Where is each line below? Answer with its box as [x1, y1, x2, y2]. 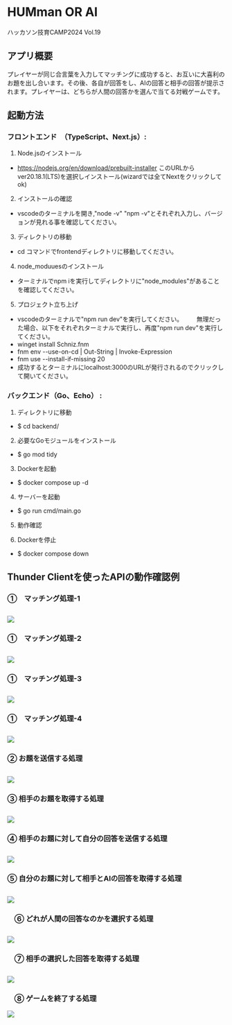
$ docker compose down [17, 549, 89, 558]
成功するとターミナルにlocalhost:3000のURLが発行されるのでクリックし [17, 363, 224, 372]
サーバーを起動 [17, 492, 60, 501]
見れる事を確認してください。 [35, 218, 121, 226]
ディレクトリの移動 [17, 233, 72, 241]
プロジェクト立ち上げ [17, 300, 78, 309]
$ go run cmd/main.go [17, 506, 82, 515]
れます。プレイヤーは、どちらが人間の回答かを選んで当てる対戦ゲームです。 [7, 87, 224, 96]
